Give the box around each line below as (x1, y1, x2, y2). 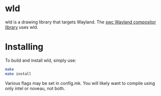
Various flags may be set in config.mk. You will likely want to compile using (5, 80, 155, 86)
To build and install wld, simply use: (5, 57, 76, 63)
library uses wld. (5, 24, 38, 30)
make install (5, 71, 32, 76)
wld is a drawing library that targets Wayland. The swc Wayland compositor (5, 19, 157, 25)
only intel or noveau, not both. (5, 85, 65, 91)
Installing (5, 41, 44, 53)
